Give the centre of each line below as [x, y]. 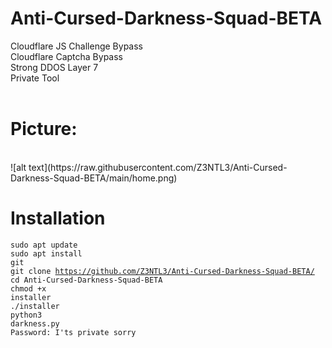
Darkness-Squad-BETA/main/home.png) [94, 178]
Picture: [44, 129]
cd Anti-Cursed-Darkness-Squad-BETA [86, 280]
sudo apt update [44, 245]
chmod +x [28, 288]
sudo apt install [46, 253]
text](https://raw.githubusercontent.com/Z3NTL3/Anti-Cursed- [158, 167]
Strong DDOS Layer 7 [54, 67]
